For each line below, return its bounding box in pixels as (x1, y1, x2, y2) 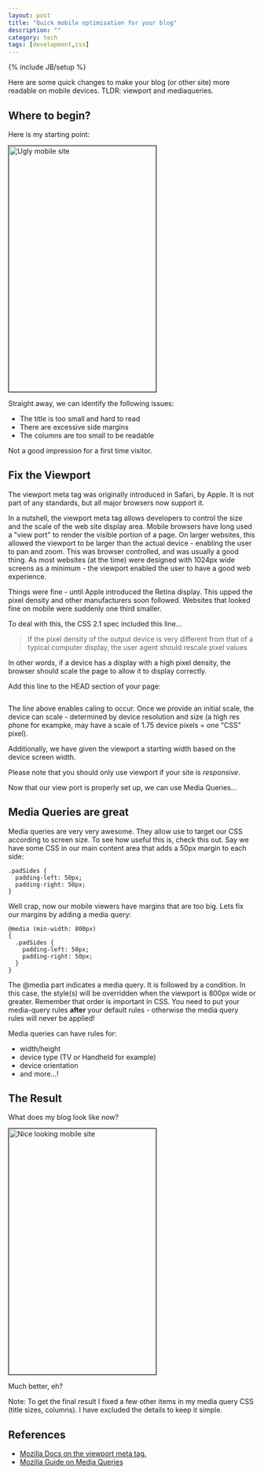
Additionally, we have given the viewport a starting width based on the (8, 744, 236, 753)
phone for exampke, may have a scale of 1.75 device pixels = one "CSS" (8, 720, 241, 730)
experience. (8, 571, 47, 581)
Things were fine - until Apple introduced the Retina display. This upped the (8, 587, 253, 597)
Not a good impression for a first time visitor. (8, 445, 152, 455)
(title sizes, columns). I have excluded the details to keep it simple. (8, 1406, 222, 1415)
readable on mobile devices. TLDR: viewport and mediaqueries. (8, 86, 214, 95)
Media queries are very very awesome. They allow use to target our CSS (8, 826, 243, 836)
